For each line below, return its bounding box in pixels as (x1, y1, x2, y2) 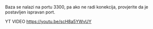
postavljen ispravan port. (5, 9, 55, 15)
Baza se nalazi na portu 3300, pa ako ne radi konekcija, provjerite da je (5, 4, 149, 10)
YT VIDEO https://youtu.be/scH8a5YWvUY (5, 19, 92, 24)
